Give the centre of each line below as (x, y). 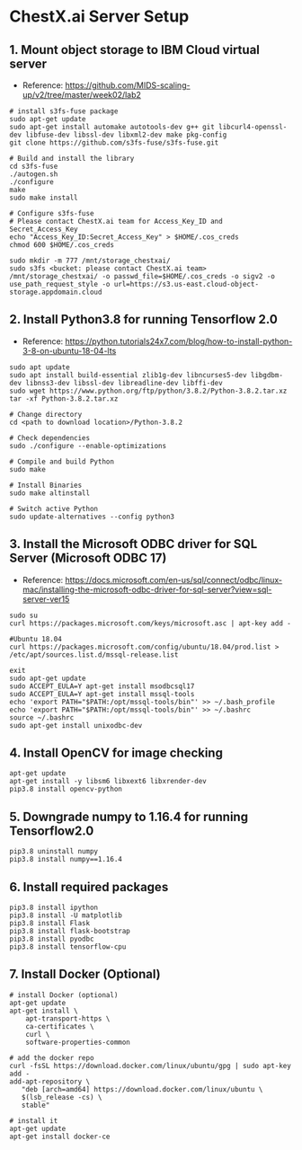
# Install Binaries (46, 485)
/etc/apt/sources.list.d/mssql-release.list (94, 655)
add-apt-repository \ (50, 1081)
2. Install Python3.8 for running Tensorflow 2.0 (144, 319)
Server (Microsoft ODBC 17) (88, 558)
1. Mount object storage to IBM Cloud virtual (135, 50)
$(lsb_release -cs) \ (62, 1097)
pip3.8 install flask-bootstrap (70, 932)
